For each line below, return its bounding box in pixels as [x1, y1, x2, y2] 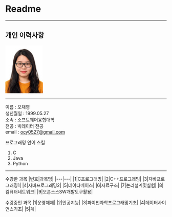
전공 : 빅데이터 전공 [5, 123, 44, 129]
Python [12, 160, 28, 166]
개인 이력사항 [5, 31, 45, 40]
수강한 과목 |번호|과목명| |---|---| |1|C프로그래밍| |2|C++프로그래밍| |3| [5, 176, 148, 182]
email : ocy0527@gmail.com [5, 128, 66, 135]
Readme [5, 3, 41, 15]
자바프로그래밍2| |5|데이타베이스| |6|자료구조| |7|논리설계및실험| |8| [28, 182, 164, 188]
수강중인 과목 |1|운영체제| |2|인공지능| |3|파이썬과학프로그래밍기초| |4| [5, 199, 146, 205]
